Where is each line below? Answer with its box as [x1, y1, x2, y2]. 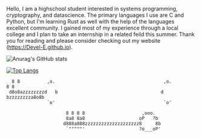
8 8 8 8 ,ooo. [65, 110, 156, 116]
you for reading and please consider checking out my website [6, 37, 160, 44]
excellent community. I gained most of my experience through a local [6, 24, 179, 31]
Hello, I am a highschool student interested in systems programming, [6, 5, 178, 12]
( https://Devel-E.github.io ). [6, 43, 73, 51]
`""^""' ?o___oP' [65, 126, 162, 132]
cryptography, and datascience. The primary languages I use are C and [6, 11, 185, 19]
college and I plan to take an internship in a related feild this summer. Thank [6, 31, 195, 38]
